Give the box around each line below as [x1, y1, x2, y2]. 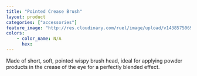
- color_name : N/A [16, 36, 62, 42]
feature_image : [6, 25, 43, 31]
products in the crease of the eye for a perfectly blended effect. [6, 63, 160, 70]
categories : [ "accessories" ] [6, 19, 77, 25]
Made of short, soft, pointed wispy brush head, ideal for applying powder [6, 57, 183, 64]
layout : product [6, 14, 46, 20]
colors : [6, 30, 25, 36]
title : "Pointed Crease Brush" [6, 8, 83, 15]
